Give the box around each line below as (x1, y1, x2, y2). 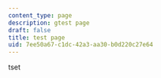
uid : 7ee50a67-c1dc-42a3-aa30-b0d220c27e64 (8, 41, 154, 49)
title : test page (8, 33, 66, 42)
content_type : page (8, 11, 73, 20)
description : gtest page (8, 19, 90, 27)
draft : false (8, 26, 51, 34)
